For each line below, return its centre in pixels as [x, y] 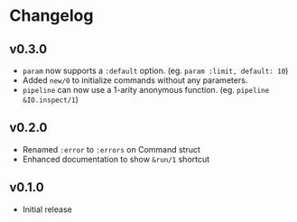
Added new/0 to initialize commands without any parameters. [135, 80]
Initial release [47, 209]
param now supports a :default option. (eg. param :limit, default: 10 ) [155, 70]
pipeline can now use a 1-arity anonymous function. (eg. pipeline [146, 90]
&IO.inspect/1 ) [50, 99]
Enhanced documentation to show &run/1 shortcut [116, 159]
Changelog [51, 16]
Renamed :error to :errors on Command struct [111, 149]
